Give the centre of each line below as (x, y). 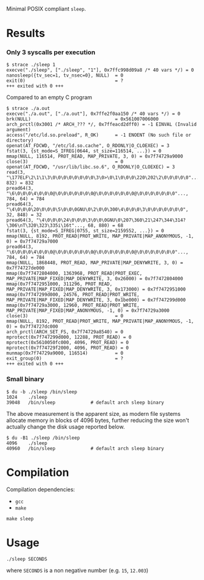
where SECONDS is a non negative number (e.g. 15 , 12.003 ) (77, 570)
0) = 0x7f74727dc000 (32, 327)
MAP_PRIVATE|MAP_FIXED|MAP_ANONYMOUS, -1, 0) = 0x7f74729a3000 (88, 311)
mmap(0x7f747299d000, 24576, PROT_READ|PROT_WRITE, (73, 295)
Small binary (25, 379)
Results (26, 33)
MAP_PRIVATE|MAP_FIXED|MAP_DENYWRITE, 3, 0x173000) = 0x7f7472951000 (96, 289)
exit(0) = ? (65, 81)
